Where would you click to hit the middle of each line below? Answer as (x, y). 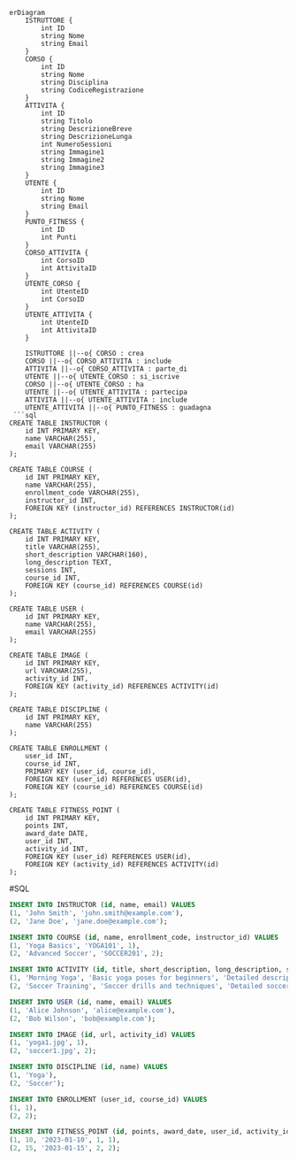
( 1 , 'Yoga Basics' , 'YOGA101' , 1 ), (75, 946)
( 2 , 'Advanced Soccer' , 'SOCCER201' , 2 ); (87, 954)
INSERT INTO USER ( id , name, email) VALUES (91, 1002)
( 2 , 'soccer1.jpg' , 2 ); (53, 1051)
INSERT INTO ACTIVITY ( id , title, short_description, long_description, (146, 970)
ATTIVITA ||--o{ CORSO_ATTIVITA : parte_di (107, 369)
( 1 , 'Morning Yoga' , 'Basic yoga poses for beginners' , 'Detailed (134, 978)
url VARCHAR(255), (59, 671)
